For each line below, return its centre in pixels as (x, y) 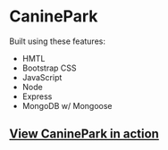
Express (37, 96)
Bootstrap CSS (49, 68)
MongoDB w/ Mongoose (67, 105)
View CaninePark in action (84, 134)
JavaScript (42, 77)
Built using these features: (57, 41)
